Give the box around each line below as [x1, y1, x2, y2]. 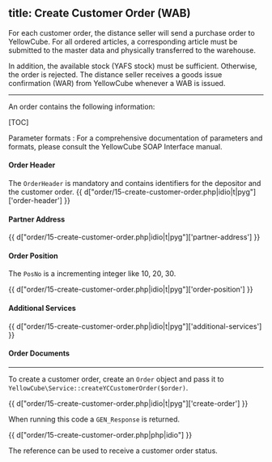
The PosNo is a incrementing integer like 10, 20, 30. [8, 269, 176, 278]
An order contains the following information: [8, 101, 155, 111]
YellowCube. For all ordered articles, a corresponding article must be [8, 37, 238, 46]
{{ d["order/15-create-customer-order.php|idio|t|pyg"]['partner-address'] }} [8, 232, 261, 242]
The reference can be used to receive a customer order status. [8, 446, 219, 456]
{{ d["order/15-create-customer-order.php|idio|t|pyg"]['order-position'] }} [8, 284, 253, 295]
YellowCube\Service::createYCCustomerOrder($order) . [8, 382, 189, 392]
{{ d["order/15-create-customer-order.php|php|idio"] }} [8, 430, 193, 439]
